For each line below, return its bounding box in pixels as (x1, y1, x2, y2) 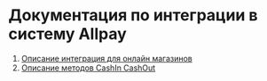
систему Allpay (8, 24, 128, 44)
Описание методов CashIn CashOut (20, 63, 156, 73)
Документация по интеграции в (8, 5, 258, 26)
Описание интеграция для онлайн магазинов (20, 53, 192, 63)
